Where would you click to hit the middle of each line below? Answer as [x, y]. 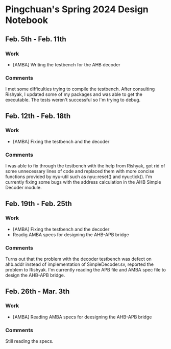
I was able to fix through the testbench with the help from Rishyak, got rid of [85, 166]
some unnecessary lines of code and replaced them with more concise [80, 171]
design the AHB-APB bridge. [35, 275]
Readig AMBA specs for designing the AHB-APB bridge [71, 234]
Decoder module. [23, 188]
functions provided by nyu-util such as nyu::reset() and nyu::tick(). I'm [79, 177]
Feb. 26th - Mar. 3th [38, 291]
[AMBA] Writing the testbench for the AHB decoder [67, 64]
